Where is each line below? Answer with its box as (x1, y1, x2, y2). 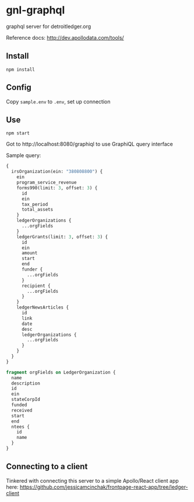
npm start (6, 130, 30, 136)
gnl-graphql (6, 4, 65, 17)
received (11, 407, 33, 413)
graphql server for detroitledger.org (6, 23, 91, 30)
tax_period (21, 201, 48, 207)
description (11, 380, 41, 386)
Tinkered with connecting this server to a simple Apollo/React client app (6, 477, 179, 484)
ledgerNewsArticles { (16, 304, 69, 310)
